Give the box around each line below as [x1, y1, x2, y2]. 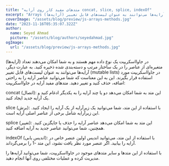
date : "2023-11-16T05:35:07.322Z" [6, 21, 78, 27]
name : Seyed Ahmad [10, 31, 49, 36]
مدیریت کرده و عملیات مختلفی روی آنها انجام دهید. [6, 155, 100, 161]
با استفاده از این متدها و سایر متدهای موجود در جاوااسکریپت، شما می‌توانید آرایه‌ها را [6, 149, 162, 155]
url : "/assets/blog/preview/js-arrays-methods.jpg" [10, 45, 121, 50]
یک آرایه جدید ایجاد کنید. [6, 95, 50, 101]
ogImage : [6, 40, 24, 45]
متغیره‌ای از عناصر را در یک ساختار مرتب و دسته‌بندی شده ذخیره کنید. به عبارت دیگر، [6, 64, 162, 70]
